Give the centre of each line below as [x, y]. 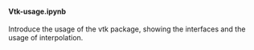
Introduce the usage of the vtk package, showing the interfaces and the [127, 29]
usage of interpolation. [46, 38]
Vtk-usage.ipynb [37, 11]
